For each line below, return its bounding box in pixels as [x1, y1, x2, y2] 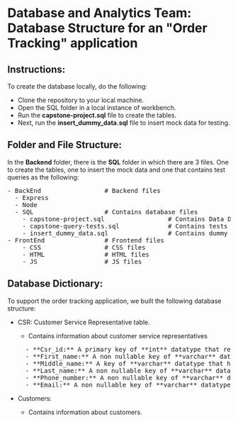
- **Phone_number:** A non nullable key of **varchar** [25, 374, 224, 382]
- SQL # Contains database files [14, 208, 198, 216]
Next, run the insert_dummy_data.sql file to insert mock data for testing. [17, 118, 230, 127]
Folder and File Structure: [7, 139, 122, 151]
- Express [14, 194, 49, 201]
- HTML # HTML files [22, 250, 150, 258]
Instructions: [7, 63, 66, 75]
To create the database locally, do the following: [7, 82, 147, 90]
